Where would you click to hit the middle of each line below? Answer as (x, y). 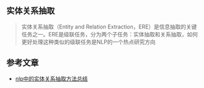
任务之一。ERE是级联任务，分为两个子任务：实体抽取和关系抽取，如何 (109, 34)
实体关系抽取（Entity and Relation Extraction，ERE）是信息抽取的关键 (109, 27)
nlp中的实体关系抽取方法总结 (51, 78)
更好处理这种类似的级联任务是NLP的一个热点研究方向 (89, 42)
